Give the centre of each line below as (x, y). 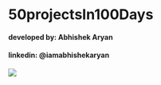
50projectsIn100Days (81, 15)
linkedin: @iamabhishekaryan (59, 55)
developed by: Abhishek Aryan (61, 37)
